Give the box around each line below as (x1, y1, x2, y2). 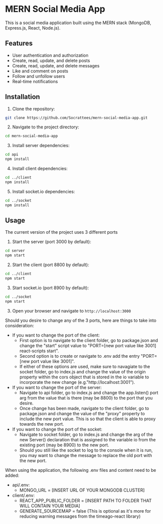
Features (5, 39, 33, 48)
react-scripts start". (19, 348, 59, 354)
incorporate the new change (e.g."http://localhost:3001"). (19, 379, 136, 385)
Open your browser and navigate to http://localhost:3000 (12, 308, 131, 313)
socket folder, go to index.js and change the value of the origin (19, 369, 146, 374)
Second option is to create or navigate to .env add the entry (19, 353, 140, 359)
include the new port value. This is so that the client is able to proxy (19, 416, 156, 422)
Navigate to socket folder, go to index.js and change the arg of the (19, 432, 153, 437)
